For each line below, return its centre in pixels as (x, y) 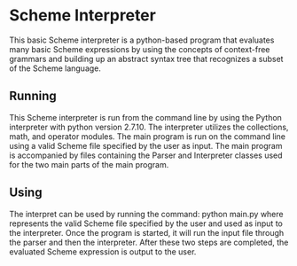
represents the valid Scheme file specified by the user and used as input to (146, 223)
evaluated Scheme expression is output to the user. (103, 251)
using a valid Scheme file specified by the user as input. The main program (146, 145)
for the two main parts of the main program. (89, 164)
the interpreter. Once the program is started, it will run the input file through (147, 232)
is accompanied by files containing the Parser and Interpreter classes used (146, 155)
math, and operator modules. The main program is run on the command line (148, 136)
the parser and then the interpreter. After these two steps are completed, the (149, 242)
